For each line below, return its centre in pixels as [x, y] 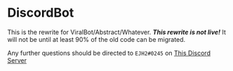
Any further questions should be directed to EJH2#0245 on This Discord [109, 53]
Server [17, 60]
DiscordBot [41, 13]
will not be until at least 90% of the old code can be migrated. [96, 39]
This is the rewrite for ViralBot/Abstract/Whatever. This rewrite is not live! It [117, 32]
